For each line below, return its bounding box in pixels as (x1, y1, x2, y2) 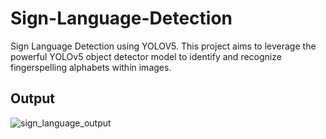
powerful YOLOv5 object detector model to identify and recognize (10, 50, 282, 62)
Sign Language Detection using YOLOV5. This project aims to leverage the (10, 40, 317, 52)
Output (10, 90, 55, 107)
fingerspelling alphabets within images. (10, 61, 172, 73)
